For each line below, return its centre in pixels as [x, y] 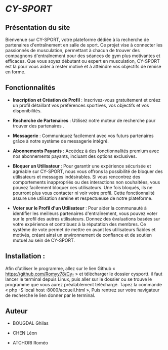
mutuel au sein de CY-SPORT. [44, 240]
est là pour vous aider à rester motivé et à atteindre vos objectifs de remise [83, 67]
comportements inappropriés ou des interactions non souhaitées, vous [86, 182]
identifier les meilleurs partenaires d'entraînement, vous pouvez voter [85, 213]
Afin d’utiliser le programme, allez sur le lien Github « [60, 268]
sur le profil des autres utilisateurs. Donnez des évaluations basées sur [86, 218]
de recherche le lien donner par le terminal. [50, 295]
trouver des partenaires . [38, 126]
